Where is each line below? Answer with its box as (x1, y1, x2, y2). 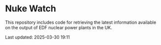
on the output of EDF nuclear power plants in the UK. (5, 24, 112, 30)
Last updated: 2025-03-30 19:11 (5, 34, 70, 40)
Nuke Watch (5, 3, 57, 14)
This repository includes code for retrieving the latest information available (5, 19, 157, 25)
